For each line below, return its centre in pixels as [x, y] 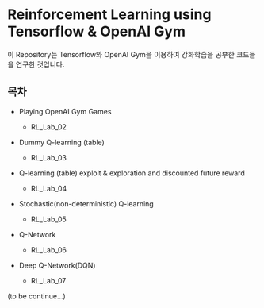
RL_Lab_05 [48, 219]
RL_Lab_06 [48, 250]
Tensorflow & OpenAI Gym [96, 31]
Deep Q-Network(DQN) [57, 265]
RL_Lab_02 [48, 127]
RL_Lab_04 [49, 188]
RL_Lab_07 [48, 280]
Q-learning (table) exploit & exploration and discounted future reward [132, 173]
